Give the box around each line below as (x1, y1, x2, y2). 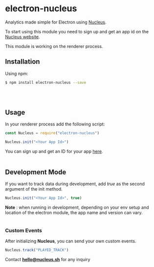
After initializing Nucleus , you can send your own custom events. (5, 238, 136, 244)
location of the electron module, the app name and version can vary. (5, 209, 143, 216)
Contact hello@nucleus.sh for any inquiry (5, 257, 90, 263)
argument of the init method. (5, 186, 63, 192)
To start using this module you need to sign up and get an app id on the (5, 28, 149, 34)
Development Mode (5, 168, 66, 176)
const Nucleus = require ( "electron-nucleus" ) (5, 131, 99, 136)
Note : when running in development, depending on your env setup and (5, 204, 149, 210)
